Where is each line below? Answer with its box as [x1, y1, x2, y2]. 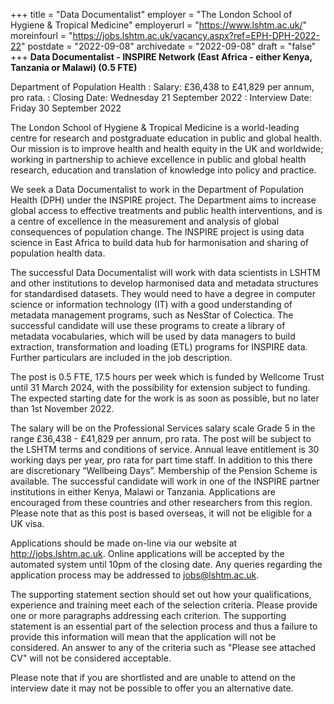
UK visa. [10, 518, 45, 529]
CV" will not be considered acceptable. [10, 652, 172, 664]
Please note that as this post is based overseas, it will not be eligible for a [10, 507, 313, 519]
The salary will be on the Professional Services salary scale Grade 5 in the [10, 422, 316, 434]
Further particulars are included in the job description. [10, 352, 233, 363]
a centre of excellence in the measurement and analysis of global [10, 215, 280, 227]
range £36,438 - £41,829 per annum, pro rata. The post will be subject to [10, 433, 312, 444]
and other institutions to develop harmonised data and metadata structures [10, 277, 319, 289]
